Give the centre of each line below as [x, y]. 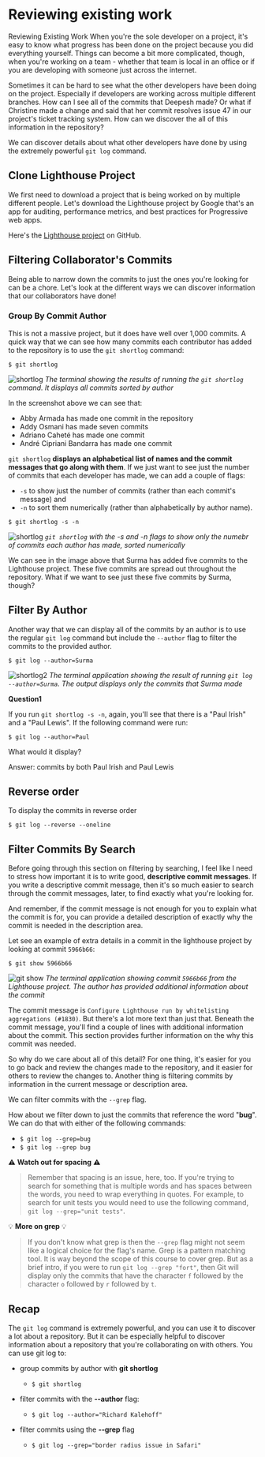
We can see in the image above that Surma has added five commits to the [128, 560]
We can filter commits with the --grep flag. [78, 1099]
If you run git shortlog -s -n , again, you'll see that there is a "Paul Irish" [127, 714]
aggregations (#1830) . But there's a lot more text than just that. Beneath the [131, 1019]
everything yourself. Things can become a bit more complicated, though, [127, 53]
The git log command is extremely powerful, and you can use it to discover [132, 1328]
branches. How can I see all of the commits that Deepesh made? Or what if [130, 102]
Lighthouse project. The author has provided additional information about [128, 987]
